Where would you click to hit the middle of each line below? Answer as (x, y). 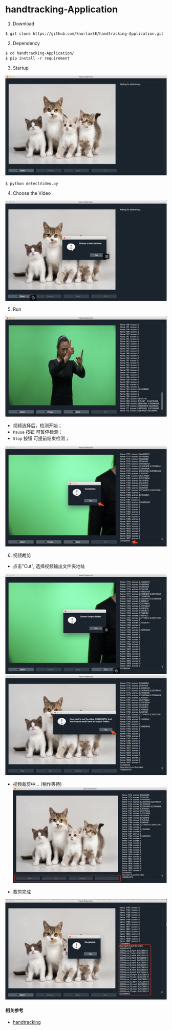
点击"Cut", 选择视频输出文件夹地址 (49, 566)
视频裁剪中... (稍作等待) (37, 784)
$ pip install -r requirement (38, 58)
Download (24, 24)
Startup (21, 68)
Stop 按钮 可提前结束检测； (41, 438)
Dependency (26, 43)
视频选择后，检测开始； (37, 426)
